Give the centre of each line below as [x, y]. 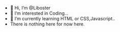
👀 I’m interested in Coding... [39, 13]
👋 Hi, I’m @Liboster [30, 8]
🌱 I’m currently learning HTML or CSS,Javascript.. [63, 19]
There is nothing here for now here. [47, 24]
